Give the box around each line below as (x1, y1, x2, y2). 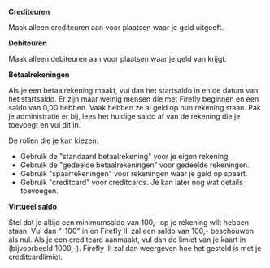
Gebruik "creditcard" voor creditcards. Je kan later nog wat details (20, 178, 244, 187)
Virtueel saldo (8, 202, 58, 211)
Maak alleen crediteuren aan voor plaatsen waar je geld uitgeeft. (8, 23, 224, 32)
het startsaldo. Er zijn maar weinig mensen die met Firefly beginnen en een (8, 94, 259, 104)
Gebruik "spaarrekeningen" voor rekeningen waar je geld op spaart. (20, 169, 248, 178)
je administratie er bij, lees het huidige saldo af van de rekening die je (8, 111, 241, 121)
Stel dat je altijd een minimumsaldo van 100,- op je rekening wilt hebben (8, 218, 250, 227)
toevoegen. (20, 186, 59, 196)
